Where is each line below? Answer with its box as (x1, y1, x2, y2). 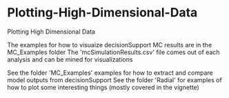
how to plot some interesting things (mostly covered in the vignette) (7, 83, 200, 91)
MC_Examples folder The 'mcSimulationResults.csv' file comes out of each (7, 48, 220, 56)
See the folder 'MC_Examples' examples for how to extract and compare (7, 69, 213, 77)
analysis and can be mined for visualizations (7, 55, 133, 63)
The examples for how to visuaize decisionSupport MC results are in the (7, 40, 212, 49)
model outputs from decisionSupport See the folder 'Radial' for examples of (7, 75, 222, 84)
